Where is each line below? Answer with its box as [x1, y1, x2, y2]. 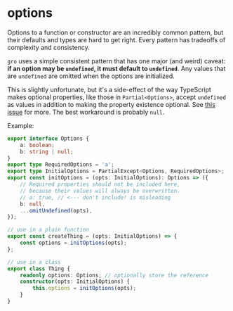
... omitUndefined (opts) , [20, 207, 93, 214]
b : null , [20, 201, 46, 208]
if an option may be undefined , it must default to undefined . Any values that [7, 64, 226, 72]
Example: [7, 121, 34, 129]
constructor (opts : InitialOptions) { [20, 278, 131, 286]
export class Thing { [7, 265, 71, 272]
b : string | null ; [20, 148, 74, 155]
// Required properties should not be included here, [20, 181, 180, 188]
